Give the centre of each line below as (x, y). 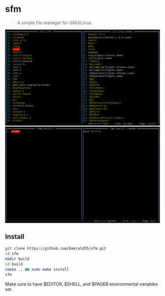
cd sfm (12, 254)
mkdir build (17, 259)
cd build (14, 264)
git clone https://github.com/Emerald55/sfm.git (56, 249)
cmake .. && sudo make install (37, 269)
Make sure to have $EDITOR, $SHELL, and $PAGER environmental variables (82, 284)
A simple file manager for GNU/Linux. (55, 23)
